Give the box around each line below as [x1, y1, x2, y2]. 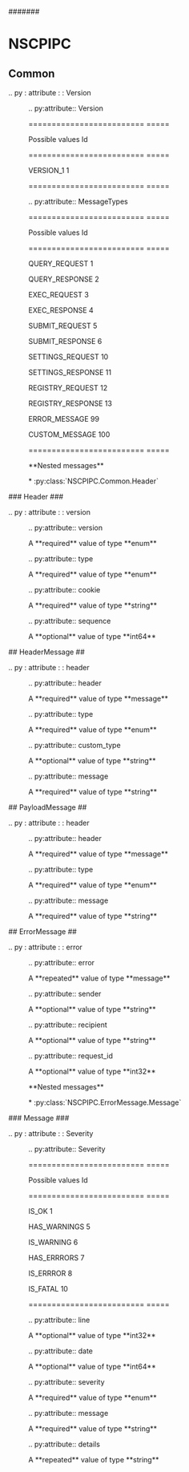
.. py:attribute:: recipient [28, 1020, 108, 1029]
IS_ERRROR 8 [28, 1268, 73, 1278]
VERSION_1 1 [28, 166, 70, 175]
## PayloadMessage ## [8, 803, 87, 812]
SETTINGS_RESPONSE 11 [28, 368, 112, 377]
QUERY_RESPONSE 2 [28, 274, 100, 284]
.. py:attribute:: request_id [28, 1051, 114, 1061]
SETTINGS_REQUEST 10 [28, 352, 109, 362]
